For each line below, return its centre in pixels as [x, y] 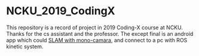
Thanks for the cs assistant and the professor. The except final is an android [100, 33]
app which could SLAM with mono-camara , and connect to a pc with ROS [97, 40]
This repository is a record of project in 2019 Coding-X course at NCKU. [95, 27]
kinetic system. [25, 46]
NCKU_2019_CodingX [61, 11]
